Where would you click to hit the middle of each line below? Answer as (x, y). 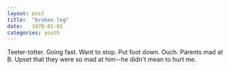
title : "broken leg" (38, 20)
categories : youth (33, 33)
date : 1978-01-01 (35, 26)
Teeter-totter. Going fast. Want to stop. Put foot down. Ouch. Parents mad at (115, 52)
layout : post (26, 13)
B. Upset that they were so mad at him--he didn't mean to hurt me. (102, 60)
